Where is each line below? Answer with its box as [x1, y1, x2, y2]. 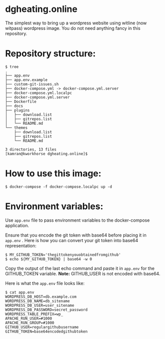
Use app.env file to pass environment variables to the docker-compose [5, 217, 150, 223]
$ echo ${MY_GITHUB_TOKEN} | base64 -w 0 [5, 256, 92, 261]
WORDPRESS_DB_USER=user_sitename [5, 303, 75, 308]
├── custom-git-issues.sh [5, 82, 59, 86]
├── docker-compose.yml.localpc [5, 90, 72, 95]
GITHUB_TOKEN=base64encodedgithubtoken [5, 329, 88, 334]
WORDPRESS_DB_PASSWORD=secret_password [5, 307, 88, 312]
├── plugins [5, 108, 30, 113]
